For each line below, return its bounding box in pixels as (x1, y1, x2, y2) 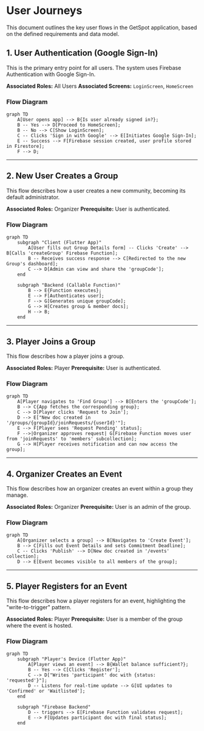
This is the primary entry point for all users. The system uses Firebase (6, 64, 182, 71)
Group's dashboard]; (6, 261, 59, 267)
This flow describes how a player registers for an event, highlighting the (6, 597, 186, 604)
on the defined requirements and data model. (6, 30, 120, 37)
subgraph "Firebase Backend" (17, 704, 91, 710)
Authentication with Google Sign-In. (6, 71, 96, 78)
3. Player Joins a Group (6, 336, 96, 347)
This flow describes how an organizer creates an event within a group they (6, 485, 193, 492)
